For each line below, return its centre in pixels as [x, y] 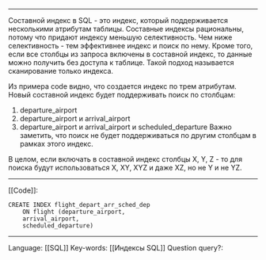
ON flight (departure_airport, [74, 212]
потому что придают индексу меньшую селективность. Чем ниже [120, 37]
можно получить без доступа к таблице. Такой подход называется [122, 63]
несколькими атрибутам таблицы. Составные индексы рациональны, [126, 29]
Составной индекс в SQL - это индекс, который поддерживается [118, 20]
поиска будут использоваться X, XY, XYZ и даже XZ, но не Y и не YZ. [125, 168]
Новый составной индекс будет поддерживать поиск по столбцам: [122, 95]
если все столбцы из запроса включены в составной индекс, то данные [130, 54]
